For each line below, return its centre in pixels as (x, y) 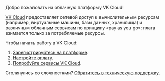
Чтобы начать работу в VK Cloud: (41, 43)
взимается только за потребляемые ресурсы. (55, 33)
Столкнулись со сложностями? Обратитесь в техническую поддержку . (83, 73)
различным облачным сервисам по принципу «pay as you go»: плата (80, 28)
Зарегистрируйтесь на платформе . (51, 53)
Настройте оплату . (33, 58)
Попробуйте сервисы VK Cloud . (47, 63)
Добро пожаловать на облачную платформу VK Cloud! (64, 7)
